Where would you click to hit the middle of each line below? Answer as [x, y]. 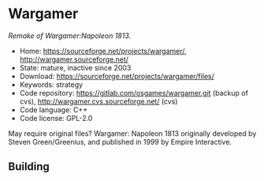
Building [29, 167]
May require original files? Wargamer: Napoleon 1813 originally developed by [132, 133]
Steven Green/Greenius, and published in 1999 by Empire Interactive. [120, 141]
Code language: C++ [54, 109]
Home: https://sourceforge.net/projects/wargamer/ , [103, 51]
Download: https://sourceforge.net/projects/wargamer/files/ [117, 76]
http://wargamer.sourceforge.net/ [74, 59]
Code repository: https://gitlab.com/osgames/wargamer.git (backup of [134, 92]
